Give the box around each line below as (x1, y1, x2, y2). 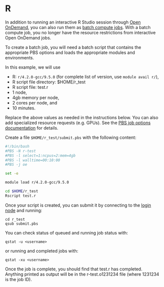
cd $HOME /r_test (5, 189, 38, 194)
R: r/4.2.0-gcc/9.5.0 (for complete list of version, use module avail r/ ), (12, 74, 159, 79)
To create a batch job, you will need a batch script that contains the (5, 44, 141, 50)
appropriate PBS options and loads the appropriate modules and (5, 50, 135, 55)
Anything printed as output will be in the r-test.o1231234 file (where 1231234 (5, 271, 160, 277)
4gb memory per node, (12, 94, 59, 101)
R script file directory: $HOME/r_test (12, 79, 86, 85)
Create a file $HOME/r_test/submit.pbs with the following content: (5, 134, 137, 140)
